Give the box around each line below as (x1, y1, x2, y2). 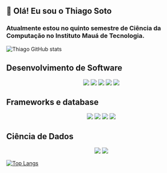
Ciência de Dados (6, 131, 74, 142)
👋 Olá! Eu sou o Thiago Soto (6, 6, 112, 16)
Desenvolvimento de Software (6, 63, 122, 73)
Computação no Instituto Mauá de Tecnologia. (6, 31, 145, 40)
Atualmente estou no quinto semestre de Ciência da (6, 24, 162, 33)
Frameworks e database (6, 97, 99, 107)
